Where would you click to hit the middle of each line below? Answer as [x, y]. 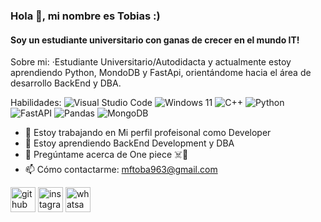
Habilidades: [36, 103]
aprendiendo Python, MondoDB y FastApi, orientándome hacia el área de [161, 73]
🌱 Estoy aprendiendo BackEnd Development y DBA [129, 143]
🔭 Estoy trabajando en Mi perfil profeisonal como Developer [148, 133]
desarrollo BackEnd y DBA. [66, 83]
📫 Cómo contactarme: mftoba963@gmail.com [121, 170]
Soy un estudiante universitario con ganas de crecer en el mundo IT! [155, 40]
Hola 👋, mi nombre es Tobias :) [85, 16]
